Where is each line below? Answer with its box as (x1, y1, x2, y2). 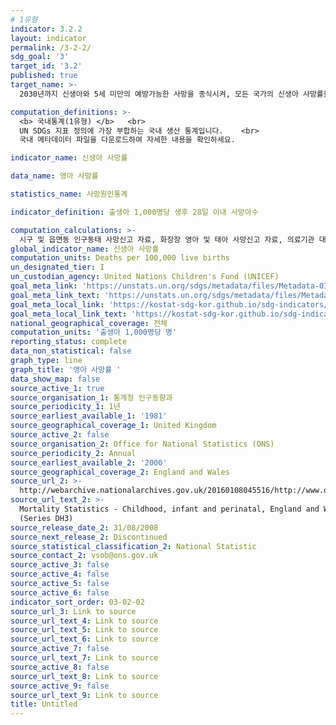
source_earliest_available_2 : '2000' (10, 457, 168, 468)
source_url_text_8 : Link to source (10, 671, 159, 681)
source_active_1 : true (10, 383, 105, 393)
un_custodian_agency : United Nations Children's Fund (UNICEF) (10, 272, 280, 282)
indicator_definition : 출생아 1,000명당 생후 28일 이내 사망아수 (10, 207, 259, 217)
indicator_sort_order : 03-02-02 (10, 597, 145, 607)
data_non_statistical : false (10, 346, 132, 356)
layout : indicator (10, 33, 87, 43)
